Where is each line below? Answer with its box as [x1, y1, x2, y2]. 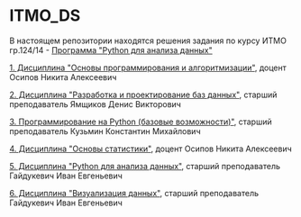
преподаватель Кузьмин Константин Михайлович [9, 125, 201, 136]
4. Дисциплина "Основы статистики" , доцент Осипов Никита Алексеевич [9, 143, 293, 154]
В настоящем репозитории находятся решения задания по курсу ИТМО [9, 35, 287, 46]
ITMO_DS [9, 5, 81, 26]
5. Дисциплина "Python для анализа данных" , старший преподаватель [9, 160, 281, 171]
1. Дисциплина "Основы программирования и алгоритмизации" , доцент [9, 62, 287, 73]
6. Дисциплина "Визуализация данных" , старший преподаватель [9, 187, 260, 198]
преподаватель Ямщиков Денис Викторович [9, 98, 182, 109]
